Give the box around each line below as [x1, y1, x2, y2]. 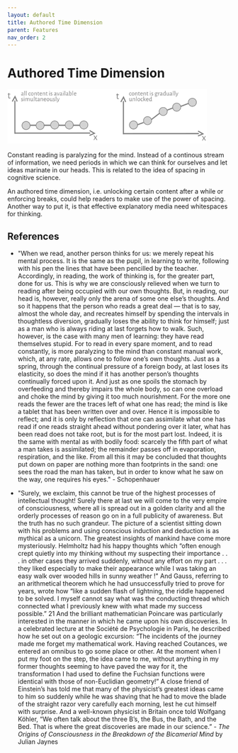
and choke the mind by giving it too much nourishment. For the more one [17, 392, 231, 401]
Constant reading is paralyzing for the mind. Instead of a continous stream [7, 151, 225, 160]
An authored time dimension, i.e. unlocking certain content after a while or [7, 187, 224, 196]
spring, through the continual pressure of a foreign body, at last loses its [17, 362, 229, 371]
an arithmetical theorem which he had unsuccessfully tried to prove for [17, 579, 225, 588]
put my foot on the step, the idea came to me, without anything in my [17, 654, 220, 663]
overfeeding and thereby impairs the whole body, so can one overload [17, 385, 223, 394]
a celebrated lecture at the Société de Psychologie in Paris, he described [17, 625, 230, 633]
